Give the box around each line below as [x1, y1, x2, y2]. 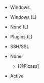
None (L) [10, 24, 29, 30]
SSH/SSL [10, 44, 29, 50]
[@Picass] [17, 63, 39, 69]
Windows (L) [10, 14, 37, 20]
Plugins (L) [10, 34, 33, 39]
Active [10, 73, 24, 79]
